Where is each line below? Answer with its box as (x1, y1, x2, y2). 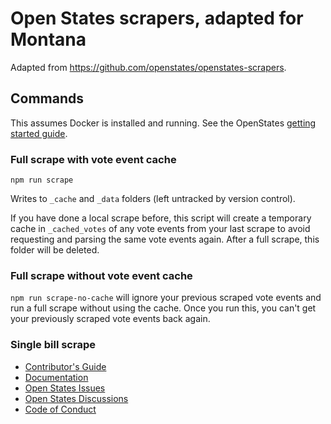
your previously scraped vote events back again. (10, 313, 211, 325)
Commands (10, 90, 85, 107)
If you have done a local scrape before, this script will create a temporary (10, 212, 312, 224)
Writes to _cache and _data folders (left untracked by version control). (10, 193, 296, 205)
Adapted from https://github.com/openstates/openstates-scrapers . (10, 61, 287, 73)
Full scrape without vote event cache (10, 268, 193, 282)
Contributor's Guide (24, 360, 107, 372)
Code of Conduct (24, 403, 97, 415)
